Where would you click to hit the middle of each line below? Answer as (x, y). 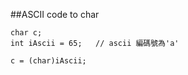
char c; (26, 33)
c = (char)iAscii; (48, 61)
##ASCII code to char (55, 14)
